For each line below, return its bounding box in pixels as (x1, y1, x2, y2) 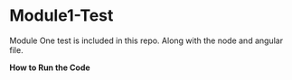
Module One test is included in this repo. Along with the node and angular (9, 35, 283, 46)
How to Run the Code (9, 62, 90, 73)
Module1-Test (9, 5, 114, 26)
